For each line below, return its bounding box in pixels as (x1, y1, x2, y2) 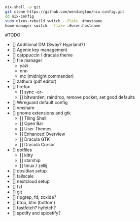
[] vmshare (12, 105, 35, 111)
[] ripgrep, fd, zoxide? (12, 194, 57, 200)
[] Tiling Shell (19, 115, 47, 121)
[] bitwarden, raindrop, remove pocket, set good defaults (19, 94, 135, 100)
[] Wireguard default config (12, 100, 68, 106)
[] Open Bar (19, 120, 43, 126)
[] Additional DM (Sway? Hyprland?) (12, 42, 85, 48)
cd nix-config (5, 14, 35, 19)
